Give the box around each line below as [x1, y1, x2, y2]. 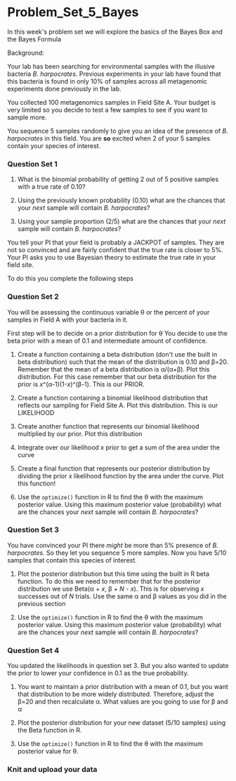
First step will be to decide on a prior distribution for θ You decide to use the [7, 329, 228, 337]
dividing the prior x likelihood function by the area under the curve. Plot [17, 471, 224, 480]
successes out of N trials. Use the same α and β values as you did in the [17, 591, 227, 600]
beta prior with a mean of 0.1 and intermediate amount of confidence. [7, 336, 208, 345]
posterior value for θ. [17, 747, 79, 756]
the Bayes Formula [7, 34, 62, 43]
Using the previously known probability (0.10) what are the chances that [17, 196, 225, 204]
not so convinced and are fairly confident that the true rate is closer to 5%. [7, 246, 223, 254]
